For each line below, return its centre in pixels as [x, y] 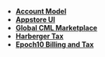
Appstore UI [35, 20]
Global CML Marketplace [56, 28]
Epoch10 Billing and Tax [54, 45]
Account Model [41, 11]
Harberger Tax [39, 36]
